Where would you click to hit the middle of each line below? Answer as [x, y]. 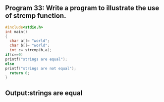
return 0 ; [20, 73]
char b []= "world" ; [30, 46]
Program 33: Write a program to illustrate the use [82, 8]
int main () [16, 32]
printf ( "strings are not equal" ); [41, 68]
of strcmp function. [36, 16]
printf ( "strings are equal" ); [36, 59]
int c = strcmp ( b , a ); [31, 50]
